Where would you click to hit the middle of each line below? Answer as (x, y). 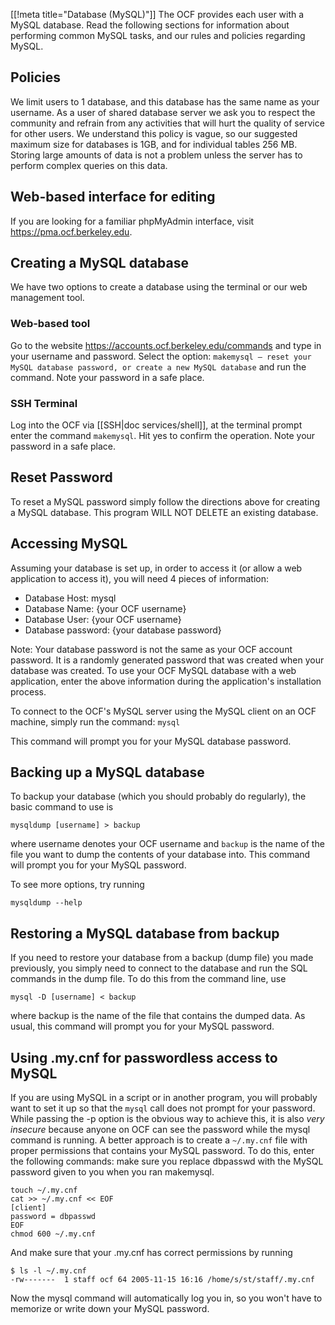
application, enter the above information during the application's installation (166, 681)
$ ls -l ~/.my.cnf (48, 1271)
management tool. (47, 298)
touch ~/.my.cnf (44, 1190)
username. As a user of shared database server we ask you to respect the (163, 112)
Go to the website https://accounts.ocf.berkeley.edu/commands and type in (166, 345)
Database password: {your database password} (123, 630)
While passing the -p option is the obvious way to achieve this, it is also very (167, 1119)
